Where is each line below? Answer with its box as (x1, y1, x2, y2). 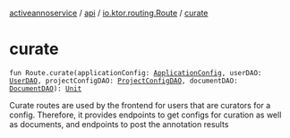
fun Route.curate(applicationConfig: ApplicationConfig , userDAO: (9, 68, 262, 77)
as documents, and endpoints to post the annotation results (9, 118, 229, 129)
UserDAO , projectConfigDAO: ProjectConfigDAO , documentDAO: (9, 76, 239, 85)
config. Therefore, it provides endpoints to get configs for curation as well (9, 109, 282, 120)
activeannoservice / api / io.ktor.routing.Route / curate (9, 8, 209, 18)
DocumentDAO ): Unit (9, 84, 82, 93)
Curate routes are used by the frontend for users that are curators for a (9, 99, 271, 110)
